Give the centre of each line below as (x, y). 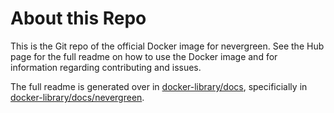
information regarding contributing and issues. (106, 67)
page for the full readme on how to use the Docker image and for (144, 56)
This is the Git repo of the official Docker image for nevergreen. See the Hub (167, 46)
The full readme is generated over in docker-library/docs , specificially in (159, 86)
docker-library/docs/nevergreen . (77, 97)
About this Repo (78, 18)
